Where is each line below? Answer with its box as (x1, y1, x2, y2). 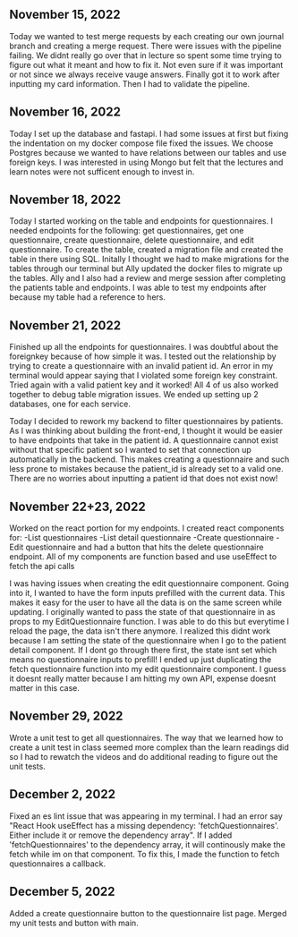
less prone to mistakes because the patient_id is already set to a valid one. (9, 464, 284, 474)
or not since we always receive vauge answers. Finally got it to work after (9, 69, 280, 80)
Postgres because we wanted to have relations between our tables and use (9, 147, 287, 158)
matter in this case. (9, 683, 81, 694)
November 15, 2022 (9, 7, 121, 22)
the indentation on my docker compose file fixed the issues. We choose (9, 138, 274, 149)
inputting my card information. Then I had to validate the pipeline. (9, 78, 251, 89)
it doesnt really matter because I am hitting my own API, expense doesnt (9, 673, 277, 684)
